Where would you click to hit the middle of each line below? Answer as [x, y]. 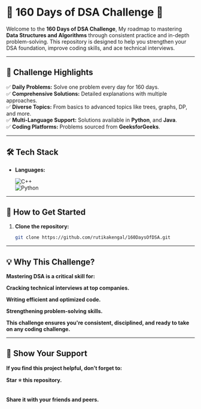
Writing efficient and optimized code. [54, 300]
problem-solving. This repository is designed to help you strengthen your [96, 41]
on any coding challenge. [38, 329]
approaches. [22, 100]
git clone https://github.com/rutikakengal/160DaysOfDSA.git [93, 237]
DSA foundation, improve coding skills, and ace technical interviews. [91, 48]
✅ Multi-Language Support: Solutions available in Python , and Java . [92, 120]
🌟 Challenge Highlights [50, 72]
